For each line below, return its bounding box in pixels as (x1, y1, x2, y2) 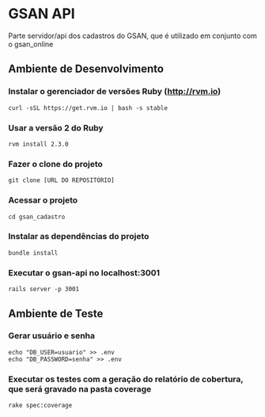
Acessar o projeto (8, 195, 78, 206)
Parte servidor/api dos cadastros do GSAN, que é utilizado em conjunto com (8, 31, 257, 40)
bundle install (8, 248, 59, 257)
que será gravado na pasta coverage (8, 383, 152, 394)
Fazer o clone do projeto (8, 158, 103, 169)
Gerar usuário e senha (8, 330, 95, 341)
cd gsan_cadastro (8, 213, 66, 221)
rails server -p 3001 (8, 286, 80, 294)
